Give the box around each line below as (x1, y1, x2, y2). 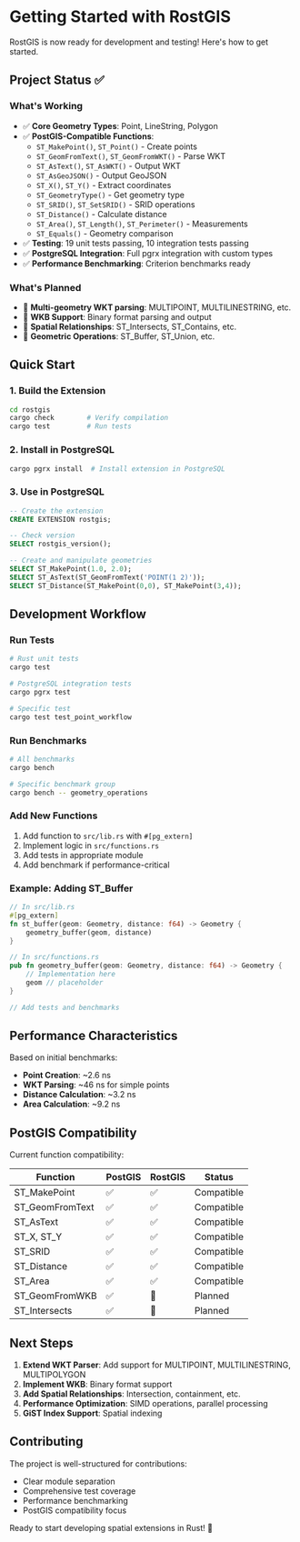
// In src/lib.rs (9, 903, 75, 912)
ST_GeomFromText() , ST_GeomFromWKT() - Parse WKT (35, 150, 225, 161)
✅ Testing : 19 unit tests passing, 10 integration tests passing (22, 237, 249, 248)
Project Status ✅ (9, 73, 105, 88)
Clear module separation (22, 1476, 115, 1487)
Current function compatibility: (9, 1149, 125, 1160)
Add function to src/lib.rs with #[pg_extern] (22, 830, 194, 841)
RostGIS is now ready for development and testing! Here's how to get (9, 36, 269, 47)
